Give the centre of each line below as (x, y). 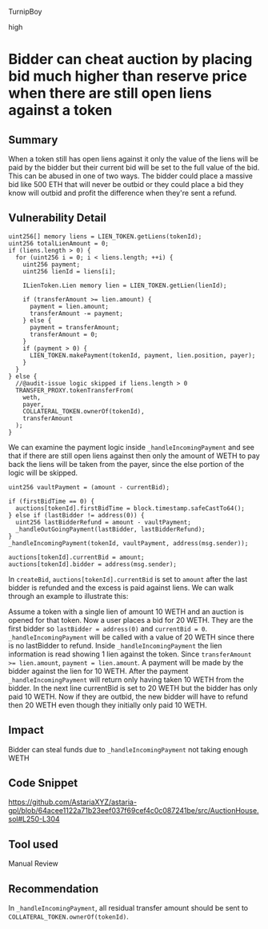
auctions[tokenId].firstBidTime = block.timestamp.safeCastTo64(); (130, 508)
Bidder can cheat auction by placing (130, 60)
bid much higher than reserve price (128, 76)
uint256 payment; (52, 264)
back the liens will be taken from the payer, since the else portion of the (126, 464)
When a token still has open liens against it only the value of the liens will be (133, 159)
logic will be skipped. (43, 472)
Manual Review (33, 863)
